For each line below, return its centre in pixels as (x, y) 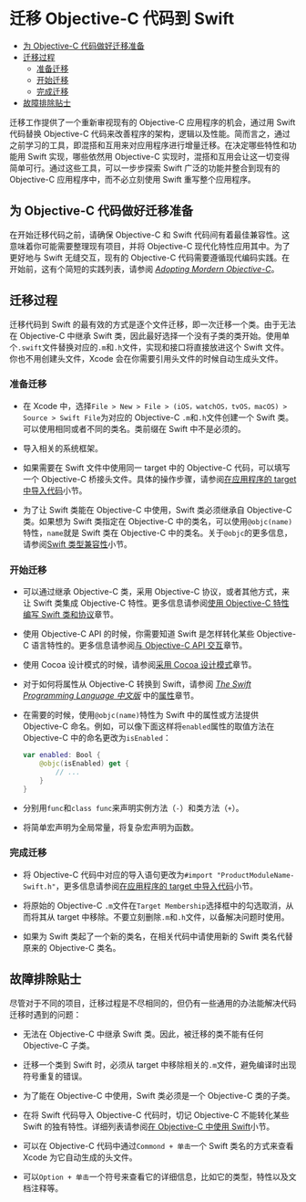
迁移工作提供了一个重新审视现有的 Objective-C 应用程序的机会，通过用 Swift (153, 122)
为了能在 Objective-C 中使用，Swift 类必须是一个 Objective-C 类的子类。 (159, 1095)
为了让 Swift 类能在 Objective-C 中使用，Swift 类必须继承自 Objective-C (158, 510)
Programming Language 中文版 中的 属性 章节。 (110, 696)
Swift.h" (39, 887)
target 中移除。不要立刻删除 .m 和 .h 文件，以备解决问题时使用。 (173, 917)
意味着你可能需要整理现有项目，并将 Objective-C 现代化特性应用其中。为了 (150, 246)
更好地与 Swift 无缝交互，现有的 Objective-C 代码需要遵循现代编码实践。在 (150, 258)
